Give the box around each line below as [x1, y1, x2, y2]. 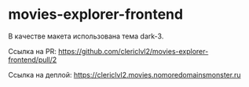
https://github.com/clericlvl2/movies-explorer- [57, 46, 209, 56]
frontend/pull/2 [8, 55, 57, 64]
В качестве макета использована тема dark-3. [8, 31, 164, 41]
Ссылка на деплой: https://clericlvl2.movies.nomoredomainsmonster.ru [8, 70, 241, 79]
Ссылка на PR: [8, 46, 57, 56]
